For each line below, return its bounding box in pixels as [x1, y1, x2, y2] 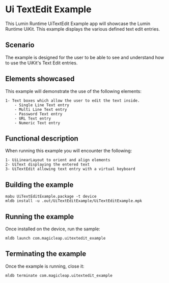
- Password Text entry [14, 111, 63, 116]
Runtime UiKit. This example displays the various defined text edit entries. [5, 26, 160, 32]
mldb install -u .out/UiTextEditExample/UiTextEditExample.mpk [5, 198, 143, 204]
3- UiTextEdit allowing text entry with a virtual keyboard [5, 167, 136, 172]
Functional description [5, 134, 79, 143]
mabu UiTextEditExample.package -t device [5, 194, 97, 199]
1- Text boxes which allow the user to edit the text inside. [5, 98, 140, 103]
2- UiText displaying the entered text [5, 162, 90, 167]
